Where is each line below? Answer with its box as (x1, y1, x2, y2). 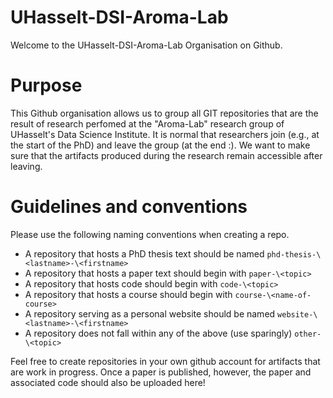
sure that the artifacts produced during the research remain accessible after (10, 149, 323, 161)
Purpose (10, 74, 83, 97)
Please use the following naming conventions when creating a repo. (10, 228, 290, 240)
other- (294, 329, 322, 339)
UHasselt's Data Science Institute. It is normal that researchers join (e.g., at (10, 128, 320, 140)
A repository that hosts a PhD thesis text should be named (24, 247, 265, 260)
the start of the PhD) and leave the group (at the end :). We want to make (10, 139, 311, 151)
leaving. (10, 160, 43, 172)
